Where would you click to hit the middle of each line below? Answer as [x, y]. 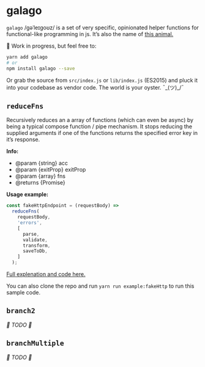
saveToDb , [35, 251]
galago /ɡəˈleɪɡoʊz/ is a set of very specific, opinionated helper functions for [102, 27]
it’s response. [23, 140]
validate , [35, 240]
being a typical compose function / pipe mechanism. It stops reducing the [99, 126]
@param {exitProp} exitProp [50, 170]
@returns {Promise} [40, 183]
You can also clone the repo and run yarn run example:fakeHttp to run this [100, 286]
